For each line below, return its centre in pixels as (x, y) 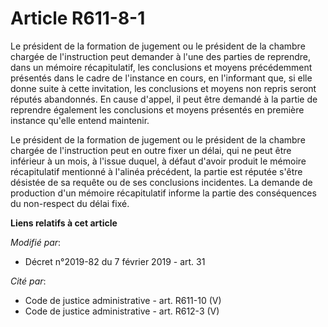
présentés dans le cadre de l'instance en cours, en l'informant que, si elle (161, 78)
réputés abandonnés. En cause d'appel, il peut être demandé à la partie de (164, 99)
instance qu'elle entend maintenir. (80, 120)
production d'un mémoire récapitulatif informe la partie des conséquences (163, 193)
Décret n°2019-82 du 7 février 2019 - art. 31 (115, 261)
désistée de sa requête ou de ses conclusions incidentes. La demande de (161, 182)
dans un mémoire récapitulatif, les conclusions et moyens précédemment (161, 67)
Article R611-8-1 (78, 18)
